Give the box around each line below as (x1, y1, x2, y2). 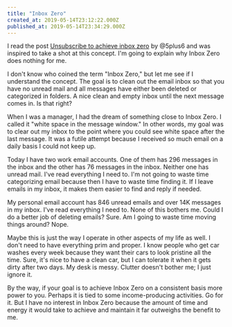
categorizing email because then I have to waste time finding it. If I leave (7, 178, 213, 186)
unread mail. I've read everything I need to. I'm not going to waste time (7, 170, 209, 178)
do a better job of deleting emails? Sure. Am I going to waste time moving (7, 213, 217, 221)
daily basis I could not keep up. (7, 142, 96, 151)
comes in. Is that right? (7, 100, 73, 108)
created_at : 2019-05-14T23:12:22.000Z (7, 17, 119, 24)
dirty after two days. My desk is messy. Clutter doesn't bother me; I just (7, 263, 211, 272)
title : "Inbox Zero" (7, 10, 67, 17)
